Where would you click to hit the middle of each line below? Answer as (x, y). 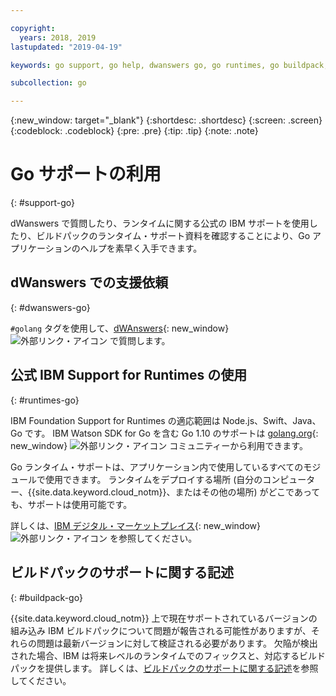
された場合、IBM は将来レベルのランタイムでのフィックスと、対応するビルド (168, 655)
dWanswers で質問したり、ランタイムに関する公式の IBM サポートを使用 (160, 223)
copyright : (33, 28)
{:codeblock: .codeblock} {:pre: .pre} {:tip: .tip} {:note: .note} (134, 131)
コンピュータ (289, 479)
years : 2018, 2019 (58, 37)
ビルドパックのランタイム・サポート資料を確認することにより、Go (173, 236)
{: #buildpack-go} (46, 597)
